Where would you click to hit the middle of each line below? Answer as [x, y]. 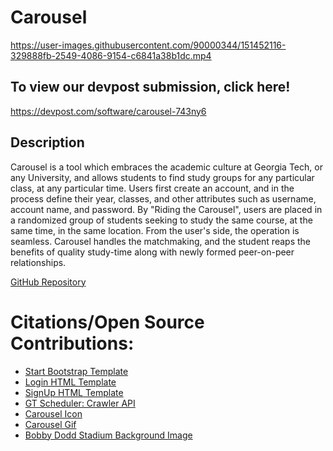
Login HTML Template [70, 382]
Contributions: [72, 343]
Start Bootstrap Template [76, 371]
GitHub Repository [48, 282]
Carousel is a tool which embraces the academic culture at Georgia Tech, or [166, 167]
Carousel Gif [50, 424]
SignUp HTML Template [74, 392]
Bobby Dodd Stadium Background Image [108, 435]
